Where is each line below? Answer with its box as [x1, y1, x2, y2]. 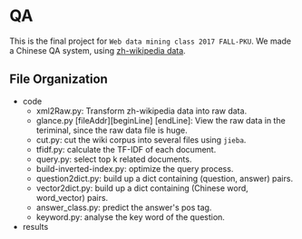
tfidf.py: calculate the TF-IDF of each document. [35, 144, 217, 154]
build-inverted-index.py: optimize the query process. [35, 163, 234, 174]
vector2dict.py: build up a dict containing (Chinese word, [35, 183, 249, 194]
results [22, 221, 49, 232]
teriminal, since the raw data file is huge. [35, 124, 188, 135]
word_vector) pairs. [35, 192, 109, 203]
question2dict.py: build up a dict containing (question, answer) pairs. [35, 173, 293, 184]
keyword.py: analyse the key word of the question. [35, 211, 225, 223]
